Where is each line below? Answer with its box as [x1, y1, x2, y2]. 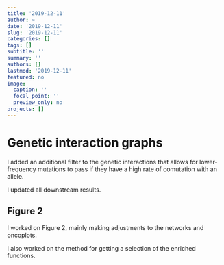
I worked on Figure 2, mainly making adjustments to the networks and [7, 223, 204, 231]
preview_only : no [13, 99, 63, 106]
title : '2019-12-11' [7, 10, 66, 17]
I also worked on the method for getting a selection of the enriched [7, 244, 197, 252]
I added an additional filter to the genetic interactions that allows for [7, 157, 199, 166]
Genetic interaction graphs [7, 135, 163, 151]
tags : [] [7, 42, 32, 49]
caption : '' [13, 86, 48, 93]
